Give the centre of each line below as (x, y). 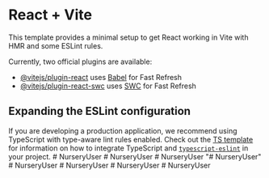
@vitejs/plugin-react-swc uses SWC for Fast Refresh (108, 86)
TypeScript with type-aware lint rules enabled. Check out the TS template (131, 139)
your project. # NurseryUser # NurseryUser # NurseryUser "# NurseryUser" (135, 156)
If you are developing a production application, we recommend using (123, 130)
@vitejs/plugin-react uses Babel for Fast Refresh (101, 77)
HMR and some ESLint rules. (56, 45)
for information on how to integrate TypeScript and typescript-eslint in (128, 148)
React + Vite (50, 15)
